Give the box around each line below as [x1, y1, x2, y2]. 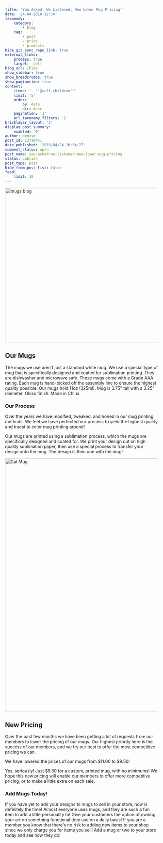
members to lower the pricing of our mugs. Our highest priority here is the [5, 739, 153, 744]
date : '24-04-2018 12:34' [5, 12, 57, 17]
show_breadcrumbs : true [5, 75, 53, 80]
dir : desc [22, 106, 42, 112]
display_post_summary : [5, 124, 51, 129]
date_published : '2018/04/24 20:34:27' [5, 143, 86, 148]
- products [22, 43, 45, 48]
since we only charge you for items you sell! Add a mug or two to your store [5, 827, 157, 833]
